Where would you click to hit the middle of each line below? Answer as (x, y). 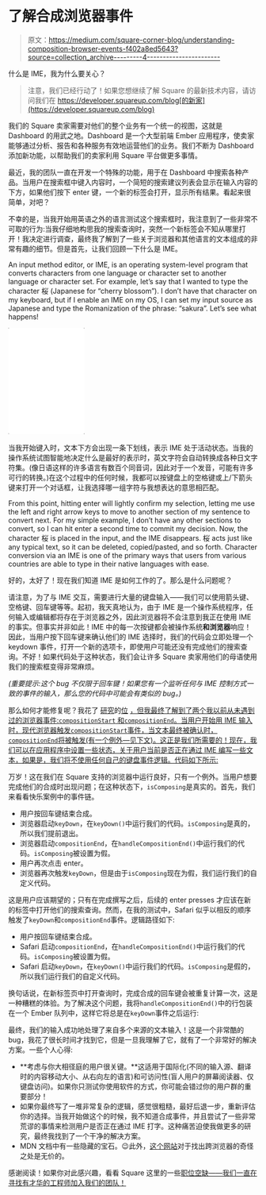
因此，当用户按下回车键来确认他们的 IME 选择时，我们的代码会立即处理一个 (131, 637)
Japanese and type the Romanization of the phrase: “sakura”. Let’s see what (133, 308)
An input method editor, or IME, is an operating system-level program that (128, 264)
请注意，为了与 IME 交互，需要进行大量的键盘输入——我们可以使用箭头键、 (131, 597)
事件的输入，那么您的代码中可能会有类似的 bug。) (102, 693)
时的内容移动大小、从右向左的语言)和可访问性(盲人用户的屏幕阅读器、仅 (137, 1076)
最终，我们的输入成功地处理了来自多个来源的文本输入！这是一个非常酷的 (126, 1030)
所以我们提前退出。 (51, 833)
